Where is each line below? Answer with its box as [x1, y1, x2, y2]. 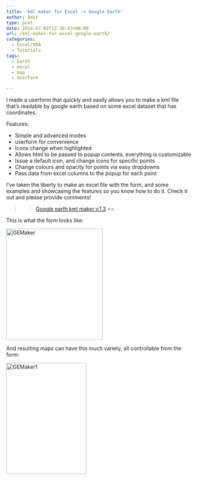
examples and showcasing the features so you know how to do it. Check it [6, 187, 188, 195]
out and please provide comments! [6, 194, 91, 201]
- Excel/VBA [11, 42, 42, 48]
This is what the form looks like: [6, 217, 84, 224]
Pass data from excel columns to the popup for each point [14, 170, 157, 177]
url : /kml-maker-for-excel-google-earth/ [6, 31, 110, 37]
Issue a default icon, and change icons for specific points [14, 157, 155, 164]
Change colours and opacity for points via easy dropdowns [14, 164, 160, 171]
